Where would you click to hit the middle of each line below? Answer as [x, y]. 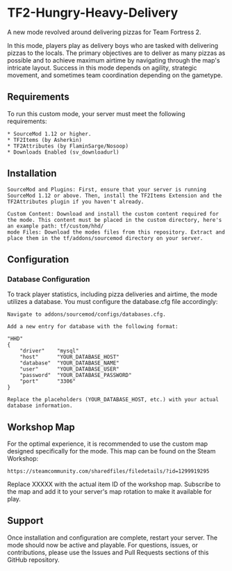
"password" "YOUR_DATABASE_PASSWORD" [76, 376]
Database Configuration [49, 279]
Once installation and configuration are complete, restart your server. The [112, 538]
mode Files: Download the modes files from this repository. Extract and [116, 232]
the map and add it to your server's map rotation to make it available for [109, 492]
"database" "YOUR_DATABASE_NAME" [69, 363]
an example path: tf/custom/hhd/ [56, 226]
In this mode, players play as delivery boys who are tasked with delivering [113, 45]
